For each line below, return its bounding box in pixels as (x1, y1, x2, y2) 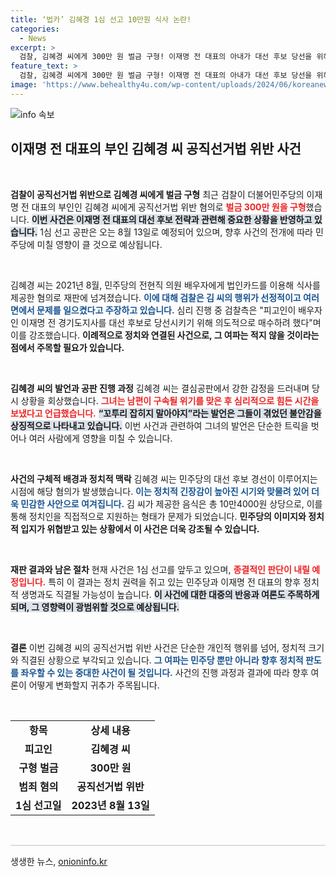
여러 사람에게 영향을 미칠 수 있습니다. (28, 432, 173, 444)
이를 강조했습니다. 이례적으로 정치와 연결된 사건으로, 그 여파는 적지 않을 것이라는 (10, 329, 320, 341)
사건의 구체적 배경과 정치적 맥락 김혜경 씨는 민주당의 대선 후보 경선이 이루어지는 (10, 472, 318, 485)
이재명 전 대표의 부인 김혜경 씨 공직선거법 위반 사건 (10, 141, 302, 158)
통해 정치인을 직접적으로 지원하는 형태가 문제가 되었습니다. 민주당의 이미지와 (10, 510, 307, 522)
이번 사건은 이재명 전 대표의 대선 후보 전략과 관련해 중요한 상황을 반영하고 (31, 213, 313, 225)
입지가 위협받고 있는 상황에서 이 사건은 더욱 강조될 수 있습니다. (20, 522, 260, 535)
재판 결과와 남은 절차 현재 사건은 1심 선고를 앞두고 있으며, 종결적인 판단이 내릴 (10, 563, 310, 575)
